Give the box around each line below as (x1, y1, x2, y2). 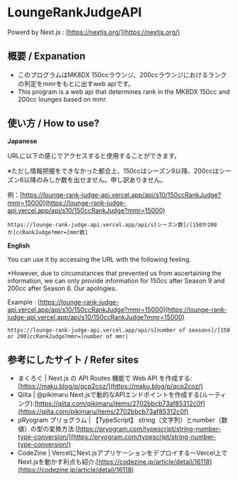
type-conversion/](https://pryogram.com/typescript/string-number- (17, 433, 217, 441)
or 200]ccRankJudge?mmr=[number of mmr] (7, 332, 129, 340)
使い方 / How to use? (7, 117, 99, 129)
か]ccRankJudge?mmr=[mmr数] (7, 228, 89, 236)
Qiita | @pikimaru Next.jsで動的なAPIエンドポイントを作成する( (17, 391, 202, 399)
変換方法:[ (48, 425, 78, 433)
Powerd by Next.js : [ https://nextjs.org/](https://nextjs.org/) (7, 28, 180, 36)
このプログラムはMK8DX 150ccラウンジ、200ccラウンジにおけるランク (17, 70, 227, 79)
